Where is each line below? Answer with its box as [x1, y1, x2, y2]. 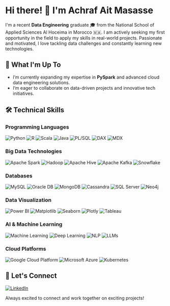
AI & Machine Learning [5, 221, 63, 228]
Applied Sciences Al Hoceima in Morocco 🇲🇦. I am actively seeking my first [5, 29, 165, 35]
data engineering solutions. [12, 79, 70, 86]
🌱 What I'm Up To [5, 61, 61, 69]
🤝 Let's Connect [5, 271, 57, 280]
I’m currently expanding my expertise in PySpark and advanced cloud [12, 74, 160, 80]
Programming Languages [5, 123, 70, 131]
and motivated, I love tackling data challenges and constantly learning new [5, 40, 162, 46]
